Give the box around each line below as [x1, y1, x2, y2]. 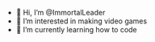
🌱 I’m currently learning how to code [15, 25, 137, 34]
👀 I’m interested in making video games [15, 16, 148, 26]
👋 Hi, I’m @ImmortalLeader [15, 8, 106, 17]
